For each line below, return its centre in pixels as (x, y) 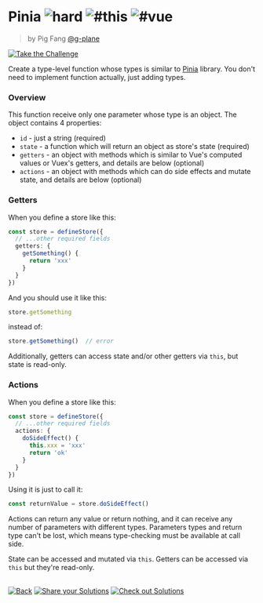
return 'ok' (48, 452)
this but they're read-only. (51, 568)
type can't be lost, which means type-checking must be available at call (124, 536)
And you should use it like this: (58, 297)
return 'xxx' (50, 261)
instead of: (26, 327)
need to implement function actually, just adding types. (97, 77)
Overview (27, 97)
